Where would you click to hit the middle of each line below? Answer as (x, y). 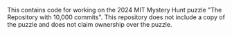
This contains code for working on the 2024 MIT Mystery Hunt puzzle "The (115, 10)
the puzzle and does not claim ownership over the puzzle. (90, 24)
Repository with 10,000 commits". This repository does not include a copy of (116, 17)
